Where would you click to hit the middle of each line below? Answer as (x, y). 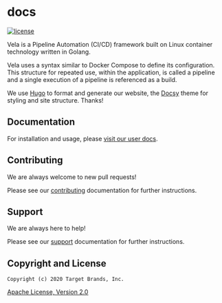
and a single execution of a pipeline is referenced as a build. (92, 79)
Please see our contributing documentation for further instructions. (102, 190)
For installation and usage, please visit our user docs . (82, 138)
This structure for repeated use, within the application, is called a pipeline (111, 72)
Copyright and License (57, 263)
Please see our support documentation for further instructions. (96, 242)
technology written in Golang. (49, 52)
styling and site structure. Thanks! (55, 100)
